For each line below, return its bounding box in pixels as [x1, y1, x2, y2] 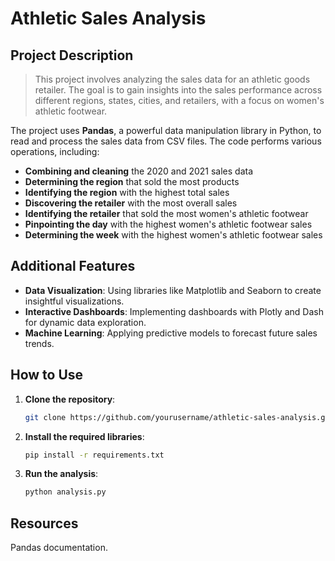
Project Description [10, 47, 134, 64]
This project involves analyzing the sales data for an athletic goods [34, 73, 311, 85]
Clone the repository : [24, 393, 116, 405]
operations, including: [10, 146, 100, 157]
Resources [10, 515, 79, 532]
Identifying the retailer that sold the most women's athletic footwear [24, 208, 309, 219]
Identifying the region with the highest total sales [24, 187, 230, 198]
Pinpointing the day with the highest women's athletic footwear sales [24, 218, 313, 230]
